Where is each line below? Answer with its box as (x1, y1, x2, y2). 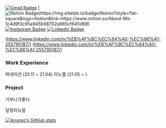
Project (5, 84, 24, 91)
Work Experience (5, 59, 49, 66)
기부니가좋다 (5, 96, 30, 102)
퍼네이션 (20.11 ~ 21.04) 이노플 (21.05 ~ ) (5, 71, 87, 78)
